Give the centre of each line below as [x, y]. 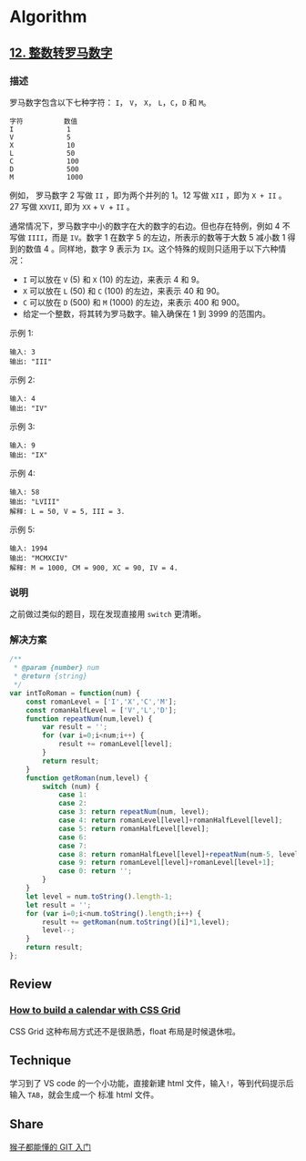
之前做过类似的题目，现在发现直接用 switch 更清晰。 [108, 614]
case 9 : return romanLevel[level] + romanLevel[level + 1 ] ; [166, 863]
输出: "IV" [29, 408]
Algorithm [48, 17]
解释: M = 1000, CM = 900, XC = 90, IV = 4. [94, 568]
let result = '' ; [59, 905]
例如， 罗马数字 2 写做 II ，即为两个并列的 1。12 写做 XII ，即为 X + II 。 [148, 195]
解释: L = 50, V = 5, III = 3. [67, 511]
